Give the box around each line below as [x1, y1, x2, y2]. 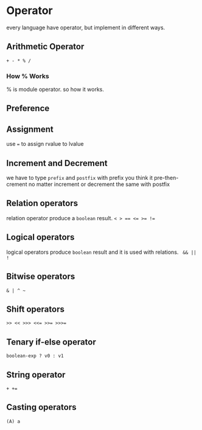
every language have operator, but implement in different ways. [6, 24, 165, 31]
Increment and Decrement [6, 158, 108, 168]
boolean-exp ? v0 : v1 [6, 353, 64, 359]
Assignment [6, 124, 54, 134]
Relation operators [6, 198, 78, 209]
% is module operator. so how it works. [6, 86, 105, 93]
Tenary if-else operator [6, 337, 96, 347]
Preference [6, 103, 50, 113]
